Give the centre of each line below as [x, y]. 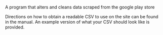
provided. [15, 27]
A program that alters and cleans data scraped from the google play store [80, 7]
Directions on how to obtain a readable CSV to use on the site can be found [82, 17]
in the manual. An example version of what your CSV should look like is [77, 22]
